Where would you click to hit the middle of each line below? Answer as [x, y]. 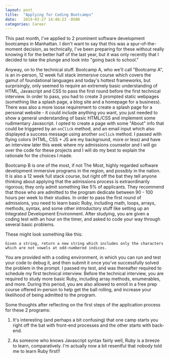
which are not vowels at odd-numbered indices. [56, 248]
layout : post [19, 10]
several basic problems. [30, 225]
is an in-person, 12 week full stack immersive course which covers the [78, 75]
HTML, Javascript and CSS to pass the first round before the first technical [83, 91]
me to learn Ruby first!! [36, 351]
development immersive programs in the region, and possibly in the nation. [83, 171]
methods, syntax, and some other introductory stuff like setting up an [77, 208]
